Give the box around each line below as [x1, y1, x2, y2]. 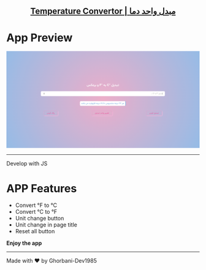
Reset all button [15, 228, 55, 235]
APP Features [6, 181, 77, 195]
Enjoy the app [6, 239, 42, 247]
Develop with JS [6, 160, 48, 167]
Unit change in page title [15, 221, 78, 228]
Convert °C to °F [15, 208, 58, 216]
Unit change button [15, 215, 64, 222]
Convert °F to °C [15, 201, 58, 209]
